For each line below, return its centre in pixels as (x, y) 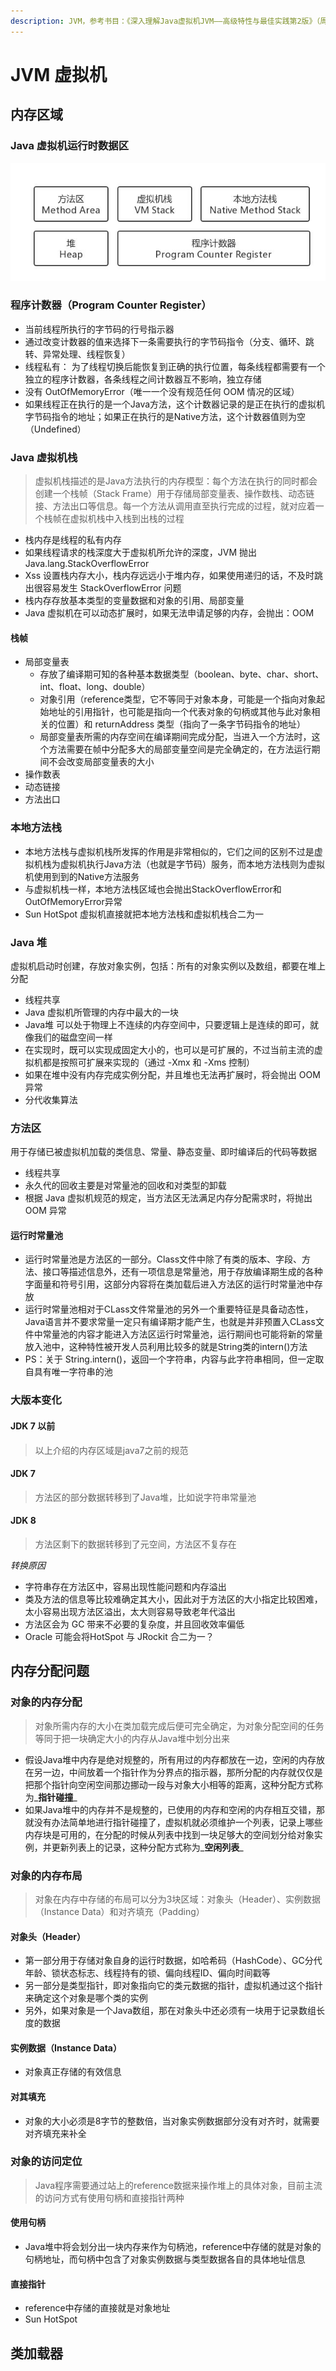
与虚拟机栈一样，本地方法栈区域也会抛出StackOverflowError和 (153, 889)
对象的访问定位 (46, 2162)
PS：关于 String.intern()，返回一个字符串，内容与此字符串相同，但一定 (170, 1359)
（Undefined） (55, 429)
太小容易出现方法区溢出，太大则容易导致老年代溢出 (130, 1611)
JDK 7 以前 (33, 1426)
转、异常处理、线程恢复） (77, 354)
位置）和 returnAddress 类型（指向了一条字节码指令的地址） (182, 724)
